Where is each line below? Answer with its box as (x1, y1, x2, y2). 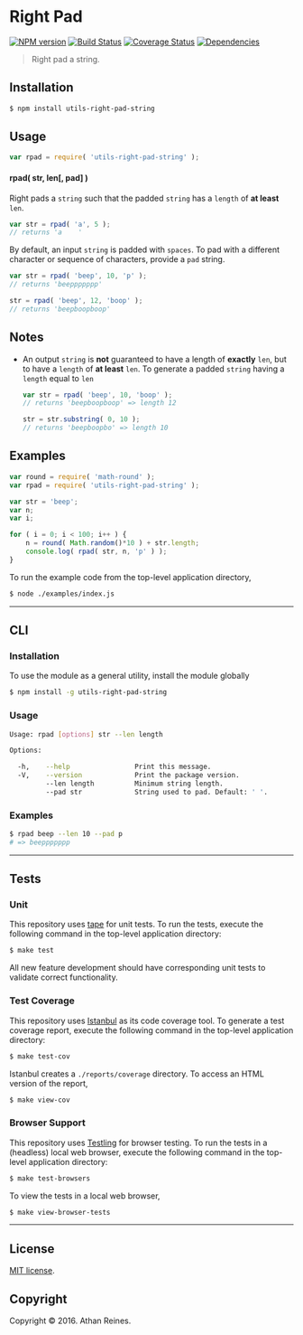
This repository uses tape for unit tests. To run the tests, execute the (9, 919, 264, 930)
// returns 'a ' (9, 228, 83, 237)
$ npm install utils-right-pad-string (9, 104, 155, 113)
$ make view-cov (9, 1095, 70, 1105)
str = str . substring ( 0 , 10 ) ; (22, 415, 141, 424)
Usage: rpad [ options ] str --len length (9, 729, 164, 738)
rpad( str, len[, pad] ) (9, 172, 88, 183)
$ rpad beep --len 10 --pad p (9, 830, 124, 839)
